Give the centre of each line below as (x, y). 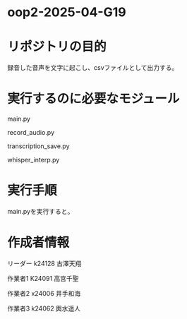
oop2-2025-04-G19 (67, 12)
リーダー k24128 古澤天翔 (44, 263)
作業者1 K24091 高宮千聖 (43, 278)
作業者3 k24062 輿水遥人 (44, 308)
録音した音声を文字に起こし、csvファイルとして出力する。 (93, 68)
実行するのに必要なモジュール (93, 99)
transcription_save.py (38, 146)
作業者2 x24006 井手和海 (44, 293)
